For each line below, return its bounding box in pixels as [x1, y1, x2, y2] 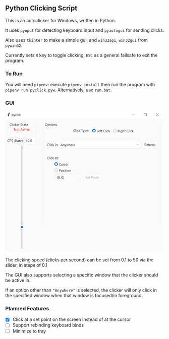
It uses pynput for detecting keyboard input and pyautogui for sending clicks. [5, 27, 164, 33]
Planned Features [5, 305, 49, 312]
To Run [5, 70, 23, 77]
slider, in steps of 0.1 [5, 262, 48, 268]
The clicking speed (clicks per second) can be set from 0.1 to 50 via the [5, 257, 154, 263]
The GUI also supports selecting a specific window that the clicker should [5, 272, 158, 278]
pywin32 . [5, 42, 23, 48]
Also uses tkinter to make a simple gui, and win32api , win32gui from [5, 37, 148, 43]
